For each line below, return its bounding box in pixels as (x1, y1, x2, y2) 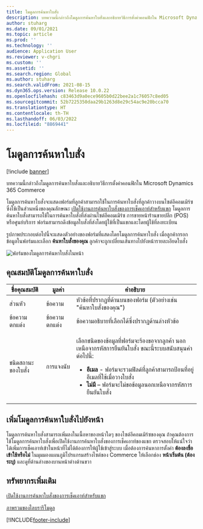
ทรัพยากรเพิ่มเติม (6, 476, 56, 486)
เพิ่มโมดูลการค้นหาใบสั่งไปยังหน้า (6, 415, 104, 425)
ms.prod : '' (6, 37, 36, 43)
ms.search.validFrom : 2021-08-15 (6, 82, 91, 88)
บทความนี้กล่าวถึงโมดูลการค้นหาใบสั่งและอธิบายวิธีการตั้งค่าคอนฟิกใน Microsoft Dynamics (6, 180, 193, 187)
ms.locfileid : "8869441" (6, 122, 69, 128)
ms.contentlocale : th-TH (6, 110, 69, 116)
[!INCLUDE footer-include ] (6, 516, 71, 524)
